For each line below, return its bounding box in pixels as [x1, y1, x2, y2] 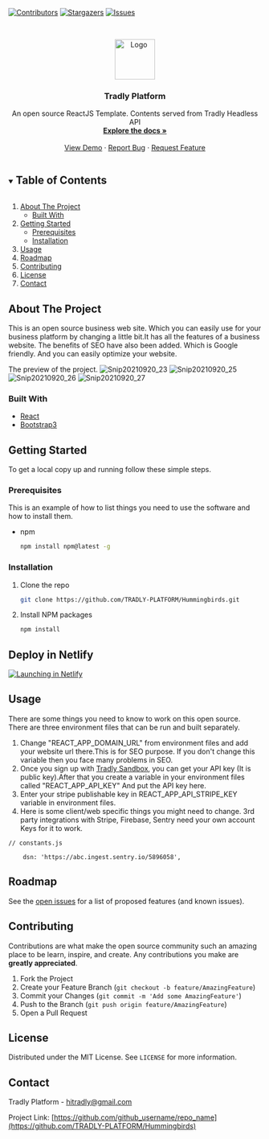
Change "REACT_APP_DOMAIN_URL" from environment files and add [19, 738, 249, 747]
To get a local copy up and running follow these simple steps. [8, 465, 211, 475]
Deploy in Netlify [8, 648, 94, 661]
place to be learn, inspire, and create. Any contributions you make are [8, 949, 239, 959]
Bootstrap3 [19, 420, 58, 430]
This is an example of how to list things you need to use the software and [8, 503, 251, 512]
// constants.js [8, 839, 63, 847]
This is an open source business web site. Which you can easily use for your [8, 323, 262, 333]
